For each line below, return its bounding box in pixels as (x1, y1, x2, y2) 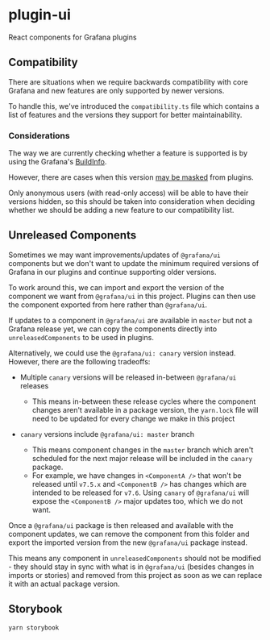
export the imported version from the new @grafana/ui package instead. (8, 538, 248, 547)
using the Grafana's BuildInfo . (8, 157, 107, 167)
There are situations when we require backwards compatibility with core (8, 77, 248, 86)
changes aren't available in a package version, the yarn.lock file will (31, 405, 259, 414)
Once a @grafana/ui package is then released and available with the (8, 520, 234, 530)
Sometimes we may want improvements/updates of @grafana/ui (8, 250, 221, 260)
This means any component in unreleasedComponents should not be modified (8, 553, 262, 563)
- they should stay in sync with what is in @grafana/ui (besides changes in (8, 562, 255, 571)
